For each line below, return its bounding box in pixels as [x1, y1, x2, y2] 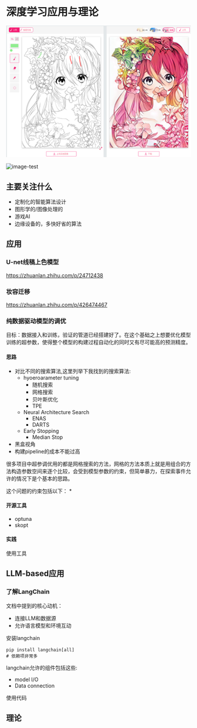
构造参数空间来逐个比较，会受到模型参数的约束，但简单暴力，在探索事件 [11, 468, 186, 475]
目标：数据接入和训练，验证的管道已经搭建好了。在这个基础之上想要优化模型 [6, 331, 191, 338]
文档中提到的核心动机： [6, 602, 63, 609]
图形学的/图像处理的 [14, 206, 63, 213]
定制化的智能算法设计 [14, 198, 66, 205]
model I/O [14, 676, 39, 683]
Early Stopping [23, 427, 59, 434]
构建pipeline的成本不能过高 [14, 448, 80, 455]
